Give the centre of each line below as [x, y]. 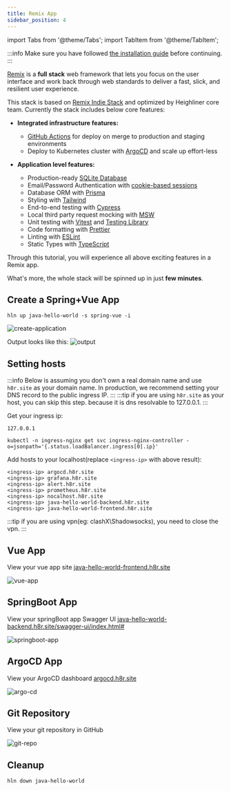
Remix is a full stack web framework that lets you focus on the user [103, 74]
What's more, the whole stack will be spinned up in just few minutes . [105, 278]
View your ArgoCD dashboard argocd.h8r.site [72, 678]
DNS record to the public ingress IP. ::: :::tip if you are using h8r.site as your [116, 395]
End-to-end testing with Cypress [74, 207]
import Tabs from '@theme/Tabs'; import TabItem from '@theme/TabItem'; [113, 39]
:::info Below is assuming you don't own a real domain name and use [104, 381]
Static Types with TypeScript [68, 244]
